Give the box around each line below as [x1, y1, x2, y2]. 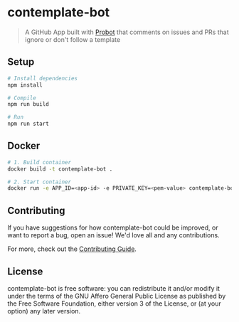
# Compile [7, 94, 37, 102]
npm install [7, 81, 43, 89]
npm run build [7, 101, 50, 108]
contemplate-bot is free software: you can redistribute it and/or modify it [7, 284, 221, 292]
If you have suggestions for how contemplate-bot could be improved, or [7, 223, 218, 232]
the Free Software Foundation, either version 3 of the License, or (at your [7, 299, 222, 308]
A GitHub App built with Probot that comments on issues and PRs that [24, 28, 229, 36]
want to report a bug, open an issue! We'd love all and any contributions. [7, 231, 220, 240]
